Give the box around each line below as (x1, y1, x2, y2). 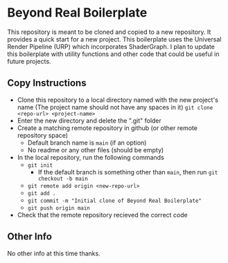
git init (27, 161, 53, 169)
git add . (27, 190, 57, 197)
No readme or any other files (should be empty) (27, 145, 164, 154)
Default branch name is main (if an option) (27, 138, 147, 147)
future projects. (7, 57, 51, 65)
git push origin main (27, 204, 90, 212)
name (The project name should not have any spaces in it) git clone (17, 102, 213, 111)
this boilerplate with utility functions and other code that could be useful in (7, 50, 220, 58)
